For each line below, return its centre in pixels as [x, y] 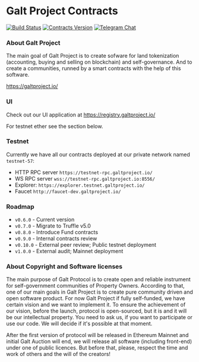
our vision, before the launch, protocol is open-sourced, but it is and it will [97, 311]
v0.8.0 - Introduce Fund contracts [56, 232]
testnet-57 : [20, 160]
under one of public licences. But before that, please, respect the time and [97, 348]
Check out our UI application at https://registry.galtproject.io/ [81, 115]
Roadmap [20, 206]
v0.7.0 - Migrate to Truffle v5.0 [53, 226]
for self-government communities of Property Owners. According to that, [96, 286]
